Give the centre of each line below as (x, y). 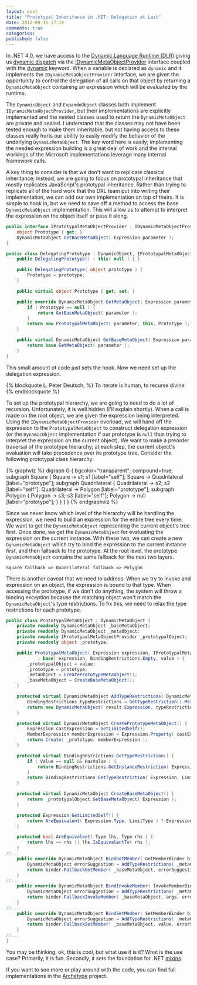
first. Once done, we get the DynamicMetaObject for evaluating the (85, 532)
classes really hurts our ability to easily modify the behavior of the (86, 136)
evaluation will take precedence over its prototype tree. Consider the (89, 453)
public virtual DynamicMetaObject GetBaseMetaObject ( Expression (98, 340)
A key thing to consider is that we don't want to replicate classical (85, 172)
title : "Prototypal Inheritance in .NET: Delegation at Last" (84, 17)
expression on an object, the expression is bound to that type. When (89, 585)
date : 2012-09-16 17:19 (35, 22)
